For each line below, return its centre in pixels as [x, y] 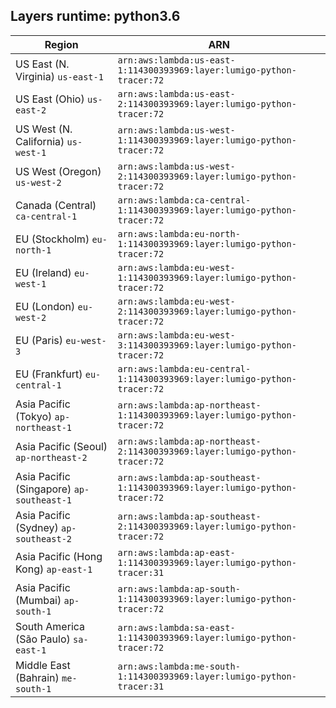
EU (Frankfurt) [49, 374]
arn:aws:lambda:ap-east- [176, 552]
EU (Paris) [39, 340]
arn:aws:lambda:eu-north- [179, 233]
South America [50, 626]
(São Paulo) [43, 639]
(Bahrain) [37, 677]
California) [40, 141]
